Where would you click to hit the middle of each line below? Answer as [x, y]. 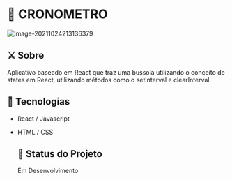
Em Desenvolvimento [48, 171]
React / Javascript [43, 119]
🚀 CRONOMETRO [57, 14]
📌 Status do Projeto [60, 154]
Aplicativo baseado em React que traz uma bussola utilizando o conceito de [116, 72]
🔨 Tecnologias [39, 102]
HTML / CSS [35, 132]
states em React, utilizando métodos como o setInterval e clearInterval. [109, 80]
